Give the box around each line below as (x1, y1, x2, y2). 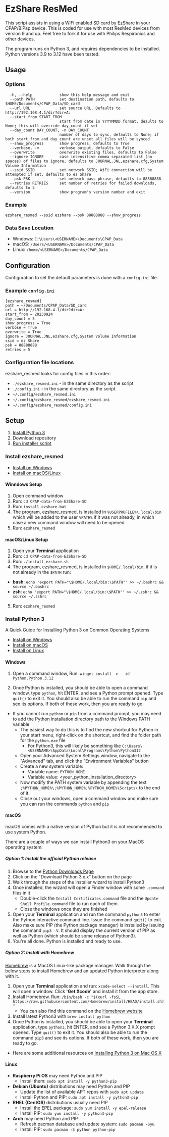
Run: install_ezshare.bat (12, 503, 67, 509)
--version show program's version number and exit (10, 189, 145, 194)
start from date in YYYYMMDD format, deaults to (59, 119, 164, 124)
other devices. (5, 36, 35, 42)
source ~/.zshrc (12, 594, 47, 599)
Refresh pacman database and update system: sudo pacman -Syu (20, 1121, 155, 1127)
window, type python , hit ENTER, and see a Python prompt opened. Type (12, 690, 163, 696)
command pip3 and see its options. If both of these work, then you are (12, 1034, 159, 1041)
